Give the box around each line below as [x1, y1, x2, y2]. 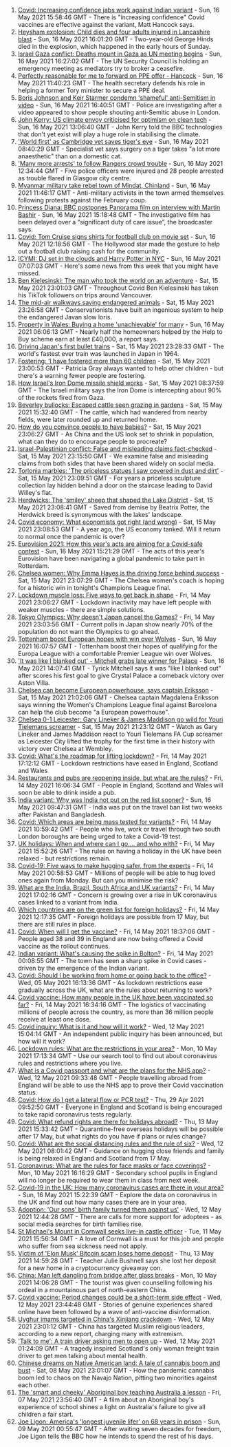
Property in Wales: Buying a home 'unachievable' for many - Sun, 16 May [17, 320, 225, 328]
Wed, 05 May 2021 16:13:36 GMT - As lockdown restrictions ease [17, 979, 203, 986]
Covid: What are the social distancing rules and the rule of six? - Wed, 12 [17, 1139, 224, 1148]
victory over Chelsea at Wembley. [17, 745, 113, 752]
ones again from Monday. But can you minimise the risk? [17, 876, 179, 884]
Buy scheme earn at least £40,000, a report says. [17, 335, 159, 343]
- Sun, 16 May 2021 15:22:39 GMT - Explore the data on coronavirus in [17, 1191, 217, 1198]
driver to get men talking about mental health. [17, 1352, 147, 1360]
